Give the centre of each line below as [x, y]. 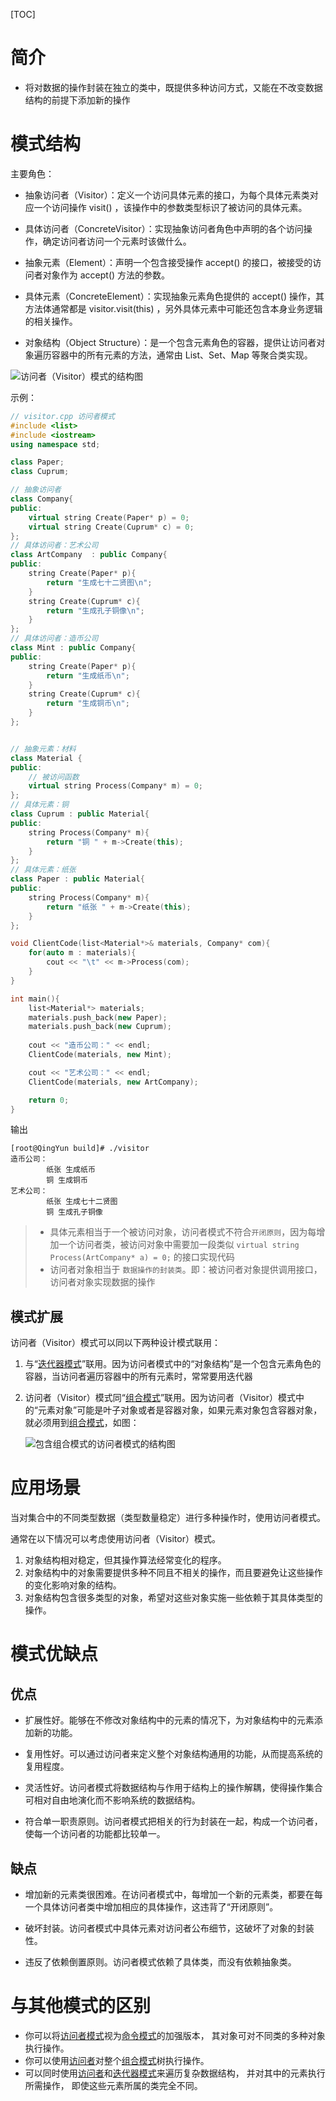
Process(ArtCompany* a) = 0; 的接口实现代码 [142, 1257]
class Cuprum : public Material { [80, 814]
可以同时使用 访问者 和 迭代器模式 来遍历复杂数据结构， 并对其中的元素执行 [175, 2073]
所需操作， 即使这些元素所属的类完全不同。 [113, 2085]
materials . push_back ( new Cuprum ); [100, 1027]
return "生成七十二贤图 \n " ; [99, 582]
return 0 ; [49, 1100]
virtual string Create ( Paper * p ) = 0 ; [109, 517]
